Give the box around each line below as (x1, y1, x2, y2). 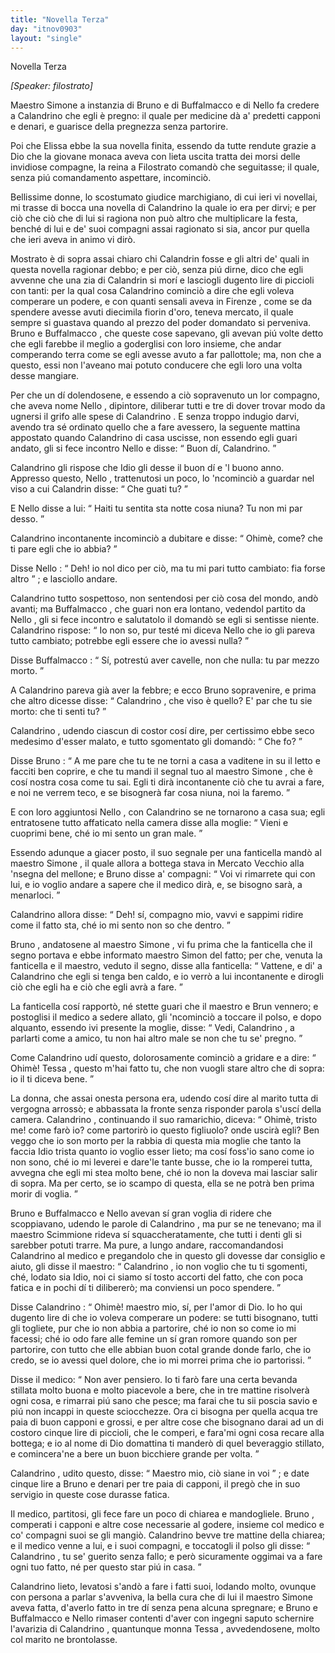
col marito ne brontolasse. (10, 1634, 118, 1646)
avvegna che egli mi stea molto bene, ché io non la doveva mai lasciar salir (10, 1167, 318, 1179)
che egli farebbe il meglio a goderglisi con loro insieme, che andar (10, 338, 282, 350)
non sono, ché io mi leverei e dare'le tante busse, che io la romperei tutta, (10, 1156, 313, 1168)
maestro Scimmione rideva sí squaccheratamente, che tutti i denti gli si (10, 1229, 302, 1241)
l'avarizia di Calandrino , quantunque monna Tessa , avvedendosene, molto (10, 1623, 321, 1635)
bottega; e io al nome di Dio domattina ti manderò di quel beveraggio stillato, (10, 1437, 325, 1450)
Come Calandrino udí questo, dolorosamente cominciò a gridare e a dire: (10, 1052, 310, 1064)
